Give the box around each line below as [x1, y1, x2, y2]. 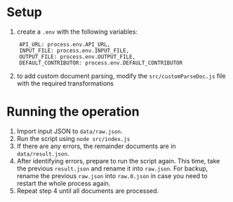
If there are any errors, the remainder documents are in [16, 142, 176, 150]
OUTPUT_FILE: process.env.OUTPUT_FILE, [19, 53, 136, 60]
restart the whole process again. [16, 179, 111, 187]
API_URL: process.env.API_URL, [19, 41, 111, 48]
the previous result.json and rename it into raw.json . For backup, [16, 164, 208, 173]
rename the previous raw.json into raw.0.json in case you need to [16, 171, 208, 180]
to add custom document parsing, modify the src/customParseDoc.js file [16, 72, 226, 80]
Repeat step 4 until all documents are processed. [16, 187, 159, 195]
